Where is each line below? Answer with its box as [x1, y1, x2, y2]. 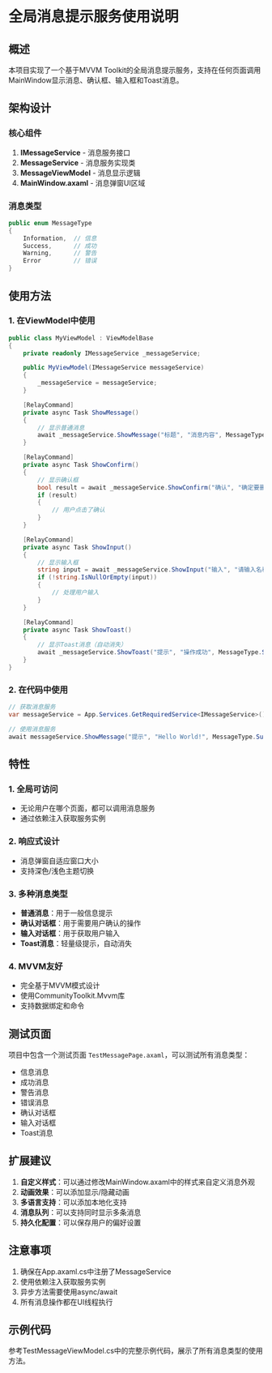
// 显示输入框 [37, 558, 79, 567]
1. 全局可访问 [8, 783, 58, 794]
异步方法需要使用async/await [19, 1286, 118, 1297]
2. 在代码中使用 [8, 684, 69, 695]
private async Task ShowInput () [23, 543, 132, 551]
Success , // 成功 [23, 242, 97, 250]
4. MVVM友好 [8, 960, 63, 972]
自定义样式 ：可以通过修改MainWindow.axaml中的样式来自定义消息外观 [19, 1177, 255, 1187]
